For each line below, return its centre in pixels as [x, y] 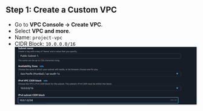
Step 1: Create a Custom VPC [62, 10]
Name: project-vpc [38, 37]
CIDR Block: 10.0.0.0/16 [45, 43]
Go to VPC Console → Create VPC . [58, 24]
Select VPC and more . [42, 31]
